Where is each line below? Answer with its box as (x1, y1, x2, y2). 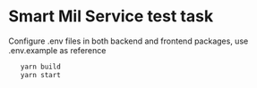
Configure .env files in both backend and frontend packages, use (8, 36, 249, 46)
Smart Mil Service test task (8, 6, 214, 27)
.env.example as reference (8, 44, 107, 55)
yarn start (20, 70, 62, 79)
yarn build (20, 62, 62, 71)
